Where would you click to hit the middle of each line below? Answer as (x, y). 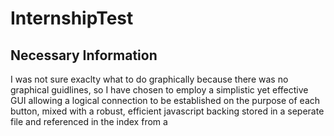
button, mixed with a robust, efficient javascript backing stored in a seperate (167, 111)
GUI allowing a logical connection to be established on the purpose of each (165, 100)
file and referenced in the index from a (89, 121)
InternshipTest (72, 18)
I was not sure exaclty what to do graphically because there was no (149, 79)
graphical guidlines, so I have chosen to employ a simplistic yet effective (159, 90)
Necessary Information (84, 55)
